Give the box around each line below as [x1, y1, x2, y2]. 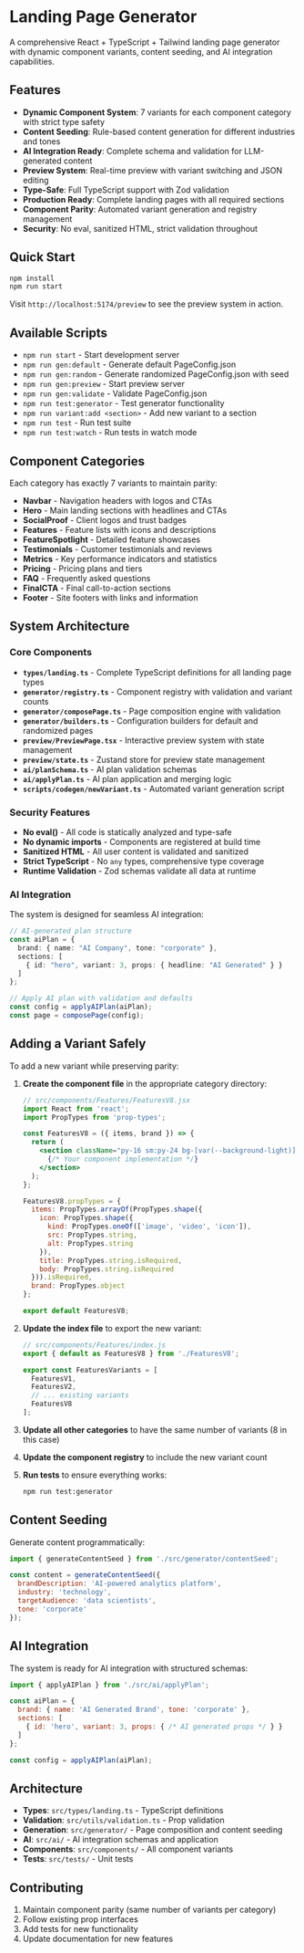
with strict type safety [22, 116, 106, 127]
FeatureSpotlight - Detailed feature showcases [22, 534, 201, 545]
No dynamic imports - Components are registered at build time [22, 836, 261, 847]
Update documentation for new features [22, 1933, 174, 1945]
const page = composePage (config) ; [9, 1011, 145, 1020]
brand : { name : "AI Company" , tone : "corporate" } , [17, 943, 218, 953]
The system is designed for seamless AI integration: [9, 909, 205, 920]
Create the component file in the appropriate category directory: [22, 1078, 268, 1089]
